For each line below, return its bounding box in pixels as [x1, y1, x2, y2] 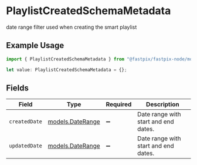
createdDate [9, 119, 43, 125]
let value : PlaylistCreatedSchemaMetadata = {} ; [6, 66, 127, 73]
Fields [6, 83, 29, 93]
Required [106, 100, 132, 109]
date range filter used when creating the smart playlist [6, 23, 137, 31]
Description [145, 100, 180, 109]
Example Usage [6, 41, 64, 50]
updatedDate [9, 143, 43, 149]
